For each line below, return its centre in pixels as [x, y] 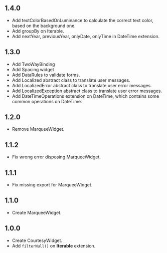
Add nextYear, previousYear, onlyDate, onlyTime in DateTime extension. [86, 36]
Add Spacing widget [33, 69]
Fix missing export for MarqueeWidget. [52, 185]
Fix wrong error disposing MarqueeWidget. [56, 157]
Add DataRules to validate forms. [46, 75]
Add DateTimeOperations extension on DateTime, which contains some [86, 96]
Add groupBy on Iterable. [38, 31]
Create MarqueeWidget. [37, 212]
